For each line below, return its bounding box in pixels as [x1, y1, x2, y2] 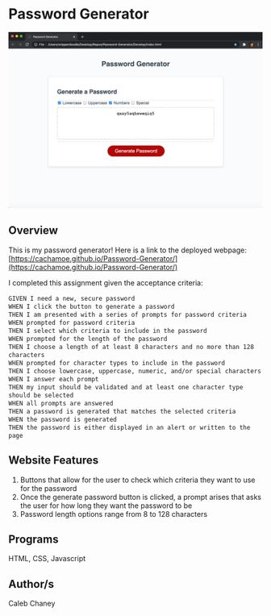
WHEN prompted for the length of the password [8, 335, 168, 343]
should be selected [8, 391, 74, 399]
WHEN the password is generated [8, 415, 117, 423]
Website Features [8, 453, 99, 468]
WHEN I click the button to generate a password [8, 302, 175, 310]
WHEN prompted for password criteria [8, 318, 135, 327]
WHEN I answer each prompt [8, 375, 99, 383]
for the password [19, 483, 77, 493]
